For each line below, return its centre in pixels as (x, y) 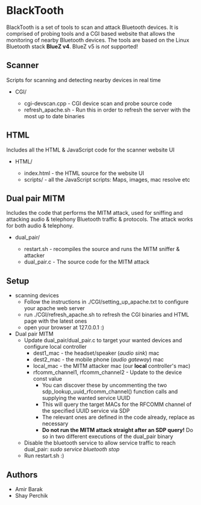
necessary (55, 424)
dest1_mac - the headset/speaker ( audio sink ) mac (96, 353)
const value (47, 379)
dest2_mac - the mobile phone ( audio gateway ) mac (98, 360)
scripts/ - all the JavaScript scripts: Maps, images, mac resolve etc (107, 179)
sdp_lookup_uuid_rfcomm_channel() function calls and (110, 392)
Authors (22, 475)
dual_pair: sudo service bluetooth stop (72, 449)
